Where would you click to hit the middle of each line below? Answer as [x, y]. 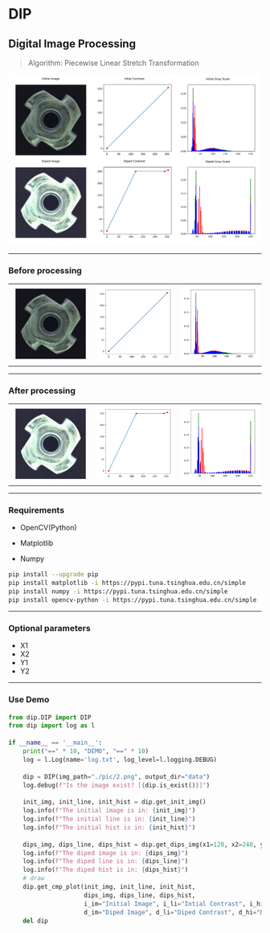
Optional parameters [49, 628]
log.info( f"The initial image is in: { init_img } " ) [109, 811]
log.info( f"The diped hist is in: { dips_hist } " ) [106, 870]
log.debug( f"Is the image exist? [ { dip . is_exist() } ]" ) [117, 785]
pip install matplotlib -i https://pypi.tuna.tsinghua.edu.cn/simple [127, 583]
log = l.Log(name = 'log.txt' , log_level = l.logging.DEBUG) [120, 759]
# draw [34, 878]
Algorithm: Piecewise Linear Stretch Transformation [113, 63]
